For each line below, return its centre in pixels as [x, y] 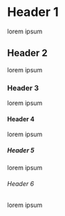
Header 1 [33, 12]
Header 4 [21, 119]
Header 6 [21, 183]
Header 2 [28, 53]
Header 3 [23, 88]
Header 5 [21, 150]
